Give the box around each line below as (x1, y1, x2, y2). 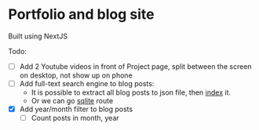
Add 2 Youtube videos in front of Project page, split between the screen (19, 61, 253, 71)
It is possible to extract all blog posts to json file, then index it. (31, 88, 232, 97)
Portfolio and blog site (8, 5, 155, 23)
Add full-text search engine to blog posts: (19, 79, 155, 88)
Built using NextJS (8, 31, 68, 41)
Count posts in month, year (31, 114, 119, 123)
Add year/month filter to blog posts (19, 104, 133, 114)
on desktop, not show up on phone (19, 70, 133, 80)
